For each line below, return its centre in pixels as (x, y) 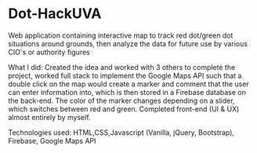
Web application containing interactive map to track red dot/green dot (121, 35)
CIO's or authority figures (49, 52)
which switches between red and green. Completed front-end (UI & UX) (124, 109)
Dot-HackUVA (55, 14)
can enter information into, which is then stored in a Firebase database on (127, 92)
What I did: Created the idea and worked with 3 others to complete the (122, 67)
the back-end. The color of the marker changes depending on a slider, (121, 100)
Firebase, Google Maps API (52, 140)
